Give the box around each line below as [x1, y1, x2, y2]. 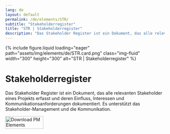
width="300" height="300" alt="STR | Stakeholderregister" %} [5, 56, 137, 61]
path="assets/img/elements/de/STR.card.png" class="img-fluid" [5, 50, 140, 56]
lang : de [5, 7, 24, 13]
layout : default [5, 12, 39, 17]
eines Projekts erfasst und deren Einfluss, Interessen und [5, 95, 124, 101]
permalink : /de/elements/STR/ [5, 17, 69, 22]
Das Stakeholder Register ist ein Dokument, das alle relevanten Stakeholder [5, 90, 163, 96]
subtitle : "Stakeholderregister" [5, 21, 76, 27]
